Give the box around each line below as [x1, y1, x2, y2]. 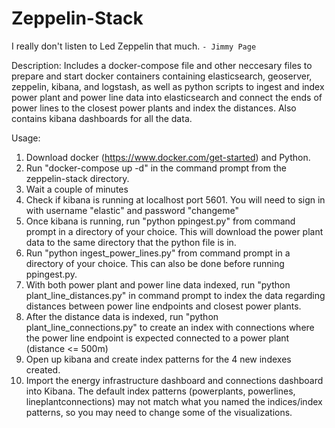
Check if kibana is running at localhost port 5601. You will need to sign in [25, 193, 326, 206]
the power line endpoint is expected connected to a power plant [25, 332, 290, 344]
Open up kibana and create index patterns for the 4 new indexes [25, 353, 292, 365]
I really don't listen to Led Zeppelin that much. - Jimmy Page [11, 40, 257, 52]
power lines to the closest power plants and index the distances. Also [11, 102, 297, 114]
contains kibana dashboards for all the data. [11, 112, 193, 124]
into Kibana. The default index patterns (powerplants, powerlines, [25, 385, 296, 397]
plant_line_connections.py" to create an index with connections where [25, 321, 315, 333]
